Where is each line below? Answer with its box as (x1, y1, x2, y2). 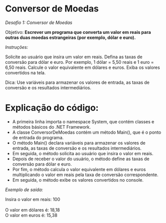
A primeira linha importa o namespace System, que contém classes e (12, 118, 155, 125)
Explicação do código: (5, 102, 99, 114)
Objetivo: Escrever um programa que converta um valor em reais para (5, 29, 151, 35)
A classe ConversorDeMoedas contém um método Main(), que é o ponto (12, 129, 162, 135)
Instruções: (5, 44, 28, 50)
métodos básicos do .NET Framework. (12, 124, 91, 130)
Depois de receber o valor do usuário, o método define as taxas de (12, 156, 150, 162)
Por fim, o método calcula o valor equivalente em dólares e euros (12, 166, 146, 172)
